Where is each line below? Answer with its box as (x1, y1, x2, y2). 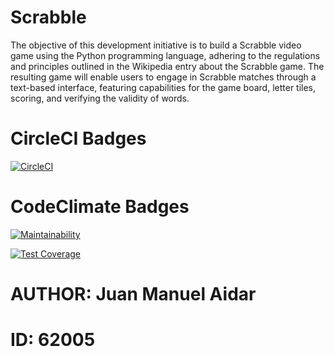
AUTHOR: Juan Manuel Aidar (10, 283, 257, 305)
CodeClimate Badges (10, 196, 190, 218)
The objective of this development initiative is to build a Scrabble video (10, 39, 302, 51)
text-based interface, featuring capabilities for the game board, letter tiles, (10, 81, 317, 93)
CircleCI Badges (10, 127, 147, 150)
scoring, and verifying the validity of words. (10, 92, 190, 104)
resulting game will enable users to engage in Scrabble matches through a (10, 71, 317, 83)
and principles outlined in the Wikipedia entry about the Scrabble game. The (10, 60, 325, 72)
